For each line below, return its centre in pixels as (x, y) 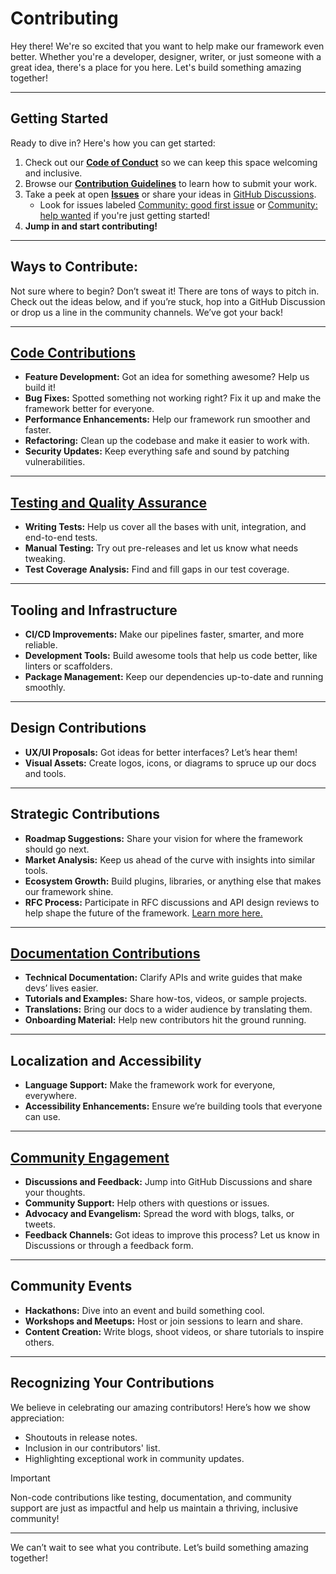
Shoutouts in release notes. (81, 1437)
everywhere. (50, 1096)
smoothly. (45, 687)
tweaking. (45, 559)
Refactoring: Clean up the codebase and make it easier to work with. (167, 441)
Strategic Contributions (85, 814)
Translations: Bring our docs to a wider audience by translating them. (168, 1009)
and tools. (45, 773)
